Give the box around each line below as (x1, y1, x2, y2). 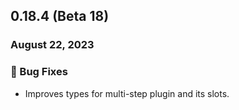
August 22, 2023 (10, 38, 95, 52)
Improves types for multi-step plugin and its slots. (24, 87, 230, 99)
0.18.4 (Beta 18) (10, 8, 110, 25)
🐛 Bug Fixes (10, 65, 68, 79)
